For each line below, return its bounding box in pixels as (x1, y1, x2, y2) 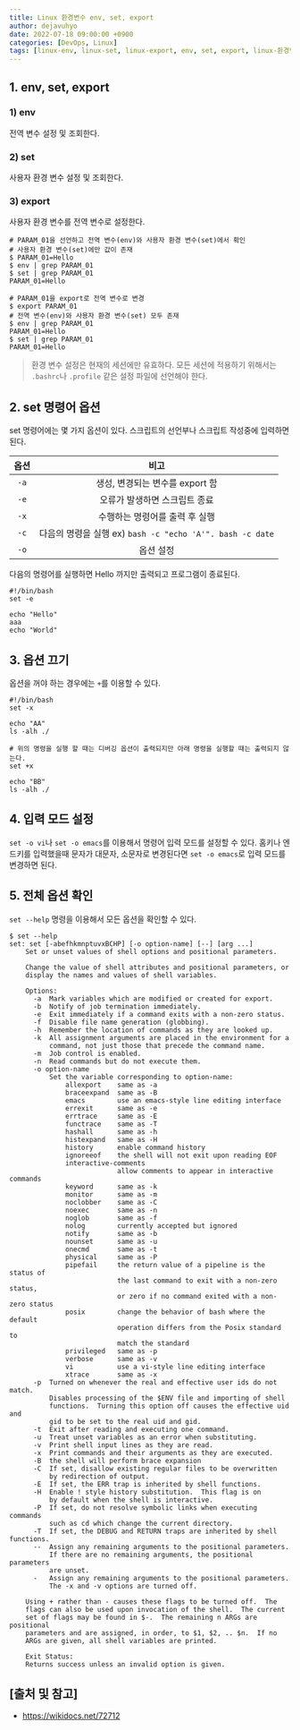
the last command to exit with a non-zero (117, 1276, 278, 1285)
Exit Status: (25, 1652, 74, 1661)
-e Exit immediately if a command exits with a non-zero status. (32, 1010, 286, 1018)
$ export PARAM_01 (9, 302, 78, 311)
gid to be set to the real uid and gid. (48, 1417, 202, 1426)
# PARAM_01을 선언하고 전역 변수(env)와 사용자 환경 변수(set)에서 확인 (9, 236, 246, 245)
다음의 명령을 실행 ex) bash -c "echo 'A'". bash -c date (38, 527, 275, 540)
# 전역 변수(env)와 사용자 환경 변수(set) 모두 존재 (9, 311, 179, 320)
